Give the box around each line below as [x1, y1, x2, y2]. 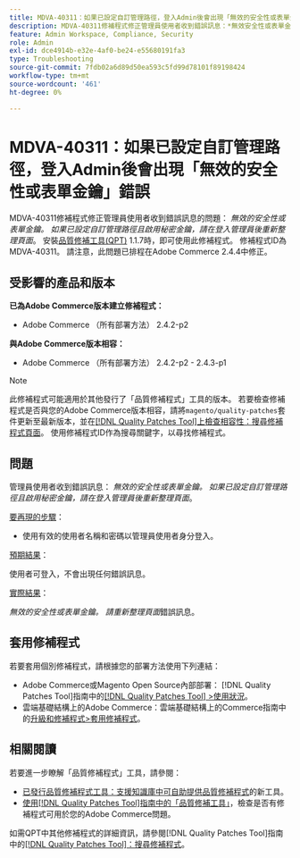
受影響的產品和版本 [9, 274, 115, 290]
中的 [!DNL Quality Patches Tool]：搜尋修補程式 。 [9, 838, 190, 849]
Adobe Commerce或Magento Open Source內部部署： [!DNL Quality [21, 679, 271, 690]
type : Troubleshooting [9, 55, 94, 63]
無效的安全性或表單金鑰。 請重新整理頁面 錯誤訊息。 [9, 607, 199, 618]
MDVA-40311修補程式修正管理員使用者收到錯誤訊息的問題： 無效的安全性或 [9, 213, 286, 223]
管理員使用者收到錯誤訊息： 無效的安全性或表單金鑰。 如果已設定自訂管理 [9, 482, 279, 492]
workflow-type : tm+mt [9, 71, 90, 80]
